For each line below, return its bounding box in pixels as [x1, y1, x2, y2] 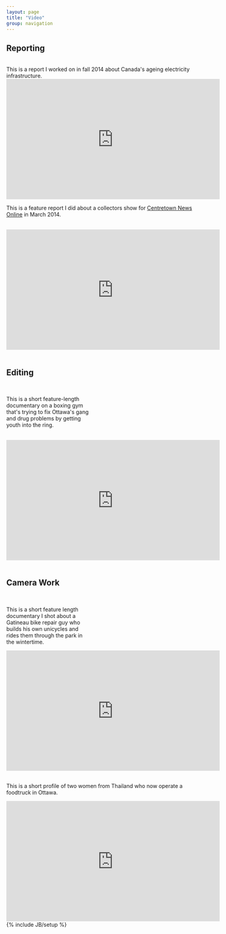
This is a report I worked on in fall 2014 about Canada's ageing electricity [6, 65, 190, 73]
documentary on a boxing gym [6, 402, 83, 409]
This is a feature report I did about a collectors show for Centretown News [6, 204, 192, 211]
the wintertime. [6, 638, 44, 645]
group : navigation [6, 20, 53, 26]
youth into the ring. [6, 421, 54, 428]
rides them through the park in [6, 631, 83, 639]
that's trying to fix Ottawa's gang [6, 408, 89, 416]
